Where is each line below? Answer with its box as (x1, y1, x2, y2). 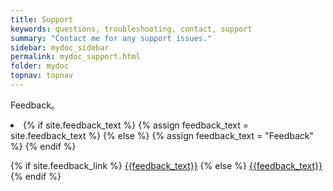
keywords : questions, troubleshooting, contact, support (10, 24, 253, 34)
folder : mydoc (10, 61, 70, 71)
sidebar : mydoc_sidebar (10, 42, 110, 53)
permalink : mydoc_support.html (10, 52, 141, 62)
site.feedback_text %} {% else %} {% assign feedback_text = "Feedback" (10, 129, 315, 141)
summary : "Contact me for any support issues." (10, 33, 213, 43)
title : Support (10, 14, 74, 25)
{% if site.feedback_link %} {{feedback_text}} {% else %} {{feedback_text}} (10, 159, 323, 171)
